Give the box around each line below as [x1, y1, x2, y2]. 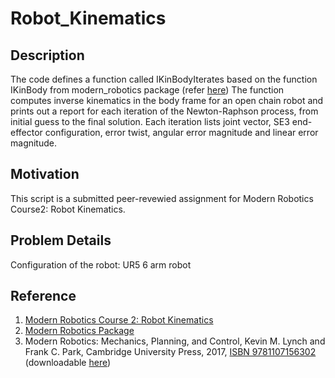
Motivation [10, 166, 80, 183]
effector [10, 127, 43, 138]
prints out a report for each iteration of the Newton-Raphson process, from [10, 105, 319, 117]
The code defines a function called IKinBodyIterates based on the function [10, 73, 318, 85]
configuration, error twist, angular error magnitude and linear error [44, 127, 319, 138]
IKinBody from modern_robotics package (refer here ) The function [10, 84, 285, 96]
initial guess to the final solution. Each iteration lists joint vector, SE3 [10, 116, 290, 127]
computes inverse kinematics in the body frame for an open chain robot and [10, 95, 324, 106]
